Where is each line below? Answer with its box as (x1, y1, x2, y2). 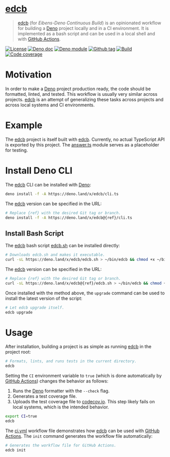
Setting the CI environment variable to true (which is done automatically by (5, 373, 162, 379)
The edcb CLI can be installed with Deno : (5, 181, 92, 187)
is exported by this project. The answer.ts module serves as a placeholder (5, 141, 159, 147)
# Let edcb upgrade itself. (5, 305, 65, 310)
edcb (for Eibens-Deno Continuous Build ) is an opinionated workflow (17, 20, 161, 26)
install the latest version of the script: (5, 295, 82, 301)
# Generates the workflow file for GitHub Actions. (5, 443, 116, 448)
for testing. (5, 147, 28, 153)
